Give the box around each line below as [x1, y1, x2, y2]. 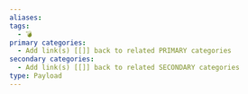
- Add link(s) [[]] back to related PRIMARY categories [17, 47, 232, 56]
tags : [9, 21, 30, 30]
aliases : [9, 13, 42, 22]
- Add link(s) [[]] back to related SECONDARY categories [17, 64, 241, 73]
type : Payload [9, 72, 63, 81]
